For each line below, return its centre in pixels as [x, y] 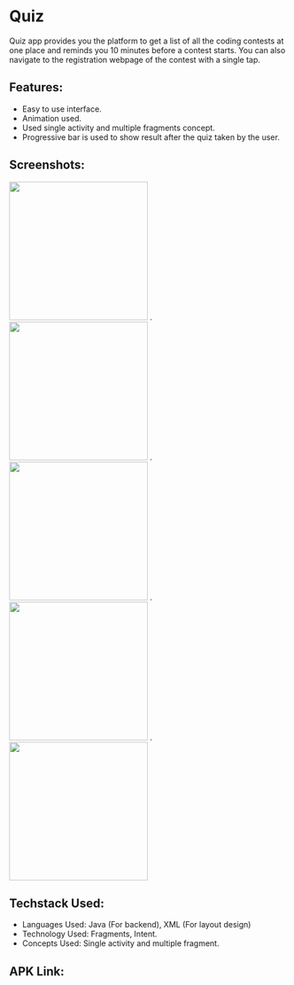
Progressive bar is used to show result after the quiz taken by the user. [151, 137]
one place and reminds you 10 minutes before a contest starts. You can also [147, 50]
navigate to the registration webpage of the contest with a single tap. [135, 59]
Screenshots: [47, 165]
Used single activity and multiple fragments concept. [118, 128]
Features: [36, 87]
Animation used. [52, 118]
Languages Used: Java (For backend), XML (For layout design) [136, 925]
